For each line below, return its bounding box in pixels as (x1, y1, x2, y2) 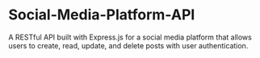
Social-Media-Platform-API (8, 6, 195, 24)
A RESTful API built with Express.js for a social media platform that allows (8, 32, 252, 42)
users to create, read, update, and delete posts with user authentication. (8, 40, 249, 50)
